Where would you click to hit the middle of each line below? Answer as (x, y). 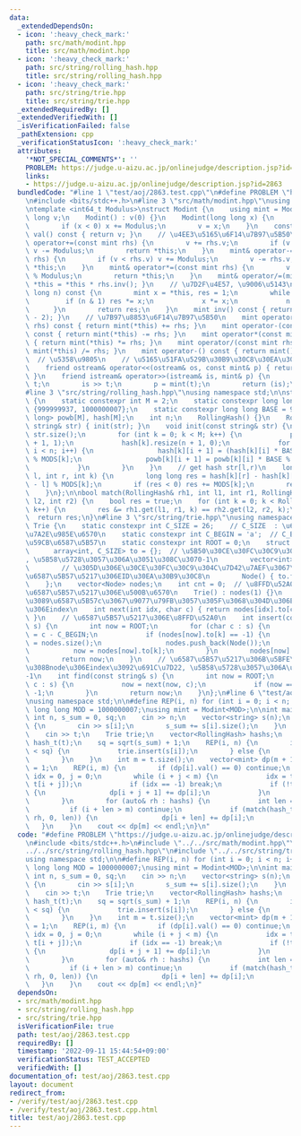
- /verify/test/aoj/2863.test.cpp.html (84, 1110)
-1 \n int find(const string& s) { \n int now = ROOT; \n (150, 676)
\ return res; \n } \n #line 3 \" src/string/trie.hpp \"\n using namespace (160, 518)
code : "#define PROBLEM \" (68, 835)
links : (38, 176)
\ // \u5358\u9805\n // (77, 360)
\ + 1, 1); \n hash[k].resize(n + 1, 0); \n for (158, 443)
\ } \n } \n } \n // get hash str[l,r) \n (146, 468)
